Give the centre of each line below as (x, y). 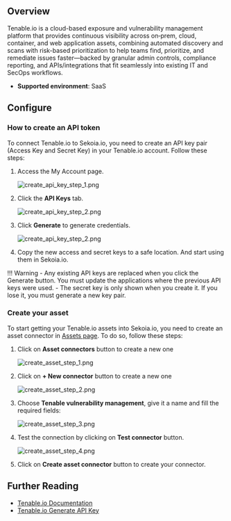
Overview (29, 11)
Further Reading (43, 486)
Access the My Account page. (60, 171)
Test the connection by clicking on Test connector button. (101, 437)
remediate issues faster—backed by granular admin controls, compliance (112, 58)
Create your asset (38, 313)
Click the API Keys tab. (50, 198)
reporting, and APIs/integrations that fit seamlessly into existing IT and (108, 65)
